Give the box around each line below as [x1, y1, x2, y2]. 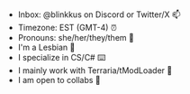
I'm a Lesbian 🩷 [17, 42, 76, 52]
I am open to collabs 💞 [17, 75, 101, 85]
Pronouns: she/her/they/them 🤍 [17, 33, 135, 42]
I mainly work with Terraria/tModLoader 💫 [17, 65, 173, 76]
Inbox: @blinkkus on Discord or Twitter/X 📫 [17, 9, 181, 20]
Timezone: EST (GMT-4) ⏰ [17, 23, 117, 33]
